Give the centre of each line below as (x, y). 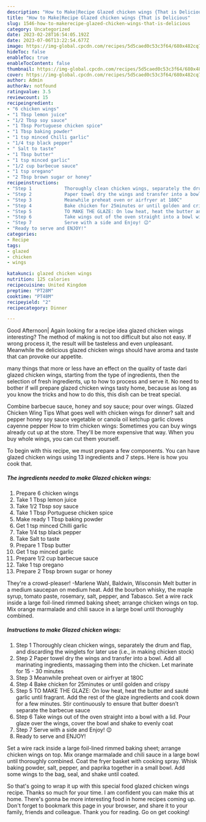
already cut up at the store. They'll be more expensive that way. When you (101, 432)
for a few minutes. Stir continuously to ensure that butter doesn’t (97, 704)
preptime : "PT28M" (30, 291)
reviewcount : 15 (28, 97)
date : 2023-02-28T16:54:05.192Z (48, 35)
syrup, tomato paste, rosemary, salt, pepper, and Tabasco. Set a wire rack (100, 596)
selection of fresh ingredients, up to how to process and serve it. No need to (103, 382)
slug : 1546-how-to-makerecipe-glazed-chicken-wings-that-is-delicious (99, 23)
